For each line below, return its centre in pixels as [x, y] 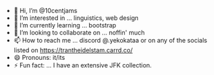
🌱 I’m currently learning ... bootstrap [65, 25]
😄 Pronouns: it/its [39, 57]
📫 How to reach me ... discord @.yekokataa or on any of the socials [110, 40]
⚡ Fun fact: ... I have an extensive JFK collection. [82, 65]
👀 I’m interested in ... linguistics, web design [76, 18]
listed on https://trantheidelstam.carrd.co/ [73, 50]
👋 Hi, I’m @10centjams [46, 11]
